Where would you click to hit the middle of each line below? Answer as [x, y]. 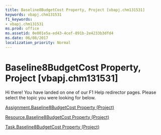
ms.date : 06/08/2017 [27, 38]
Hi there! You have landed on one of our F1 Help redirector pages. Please [81, 92]
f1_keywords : [19, 19]
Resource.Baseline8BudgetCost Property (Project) [57, 117]
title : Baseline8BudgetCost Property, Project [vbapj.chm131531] [75, 10]
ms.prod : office [22, 29]
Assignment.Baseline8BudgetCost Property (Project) [60, 107]
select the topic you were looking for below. [51, 97]
